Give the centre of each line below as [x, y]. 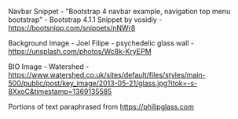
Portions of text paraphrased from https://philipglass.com [101, 106]
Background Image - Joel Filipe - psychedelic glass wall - [101, 43]
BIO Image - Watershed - [49, 67]
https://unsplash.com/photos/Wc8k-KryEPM [80, 51]
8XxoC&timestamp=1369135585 [60, 92]
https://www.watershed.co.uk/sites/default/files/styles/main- [107, 75]
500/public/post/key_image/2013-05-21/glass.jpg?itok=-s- [103, 83]
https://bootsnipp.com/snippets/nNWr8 [72, 28]
